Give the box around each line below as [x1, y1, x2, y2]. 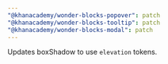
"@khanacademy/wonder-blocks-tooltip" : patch [7, 19, 160, 27]
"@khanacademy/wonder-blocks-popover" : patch [7, 11, 160, 20]
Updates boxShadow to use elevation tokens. [7, 48, 158, 57]
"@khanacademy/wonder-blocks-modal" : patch [7, 26, 154, 34]
